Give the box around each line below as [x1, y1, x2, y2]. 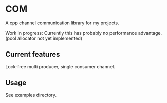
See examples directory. [5, 92, 57, 98]
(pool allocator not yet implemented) [5, 35, 83, 41]
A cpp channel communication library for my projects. [5, 20, 119, 26]
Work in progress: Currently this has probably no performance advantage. [5, 30, 162, 36]
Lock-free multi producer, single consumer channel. [5, 63, 116, 69]
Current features [5, 50, 60, 59]
